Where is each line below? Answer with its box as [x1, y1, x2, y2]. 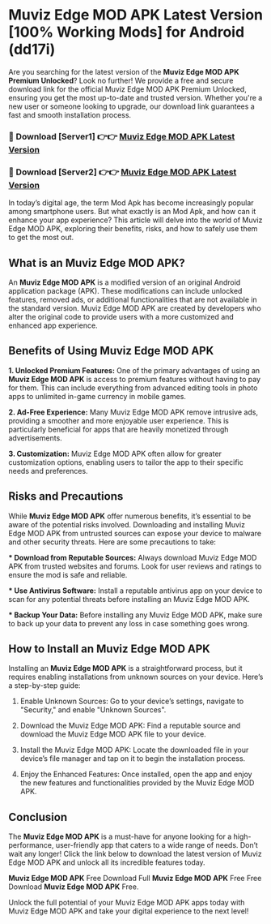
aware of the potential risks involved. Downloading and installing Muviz [8, 519, 245, 529]
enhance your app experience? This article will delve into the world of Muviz [8, 215, 263, 225]
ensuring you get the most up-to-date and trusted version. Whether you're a [8, 92, 263, 102]
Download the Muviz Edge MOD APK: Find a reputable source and [19, 720, 241, 731]
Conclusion [8, 810, 68, 824]
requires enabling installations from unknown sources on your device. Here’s [8, 672, 264, 682]
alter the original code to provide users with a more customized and [8, 312, 235, 321]
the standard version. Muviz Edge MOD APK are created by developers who [8, 303, 261, 313]
